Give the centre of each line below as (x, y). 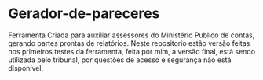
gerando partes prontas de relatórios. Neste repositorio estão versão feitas (129, 43)
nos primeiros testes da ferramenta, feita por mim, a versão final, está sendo (132, 51)
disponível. (26, 68)
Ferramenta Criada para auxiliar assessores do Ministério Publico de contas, (131, 35)
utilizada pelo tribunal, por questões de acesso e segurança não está (120, 60)
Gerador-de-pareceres (84, 14)
